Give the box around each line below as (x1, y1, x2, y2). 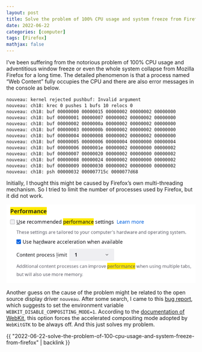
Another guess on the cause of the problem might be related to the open (6, 289, 186, 296)
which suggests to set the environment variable (6, 301, 124, 309)
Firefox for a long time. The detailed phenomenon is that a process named (6, 72, 190, 78)
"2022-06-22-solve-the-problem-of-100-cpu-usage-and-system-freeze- (11, 332, 195, 339)
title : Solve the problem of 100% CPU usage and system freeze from (6, 16, 182, 22)
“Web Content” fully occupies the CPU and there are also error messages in (6, 78, 194, 85)
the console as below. (6, 84, 60, 91)
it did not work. (6, 193, 44, 199)
